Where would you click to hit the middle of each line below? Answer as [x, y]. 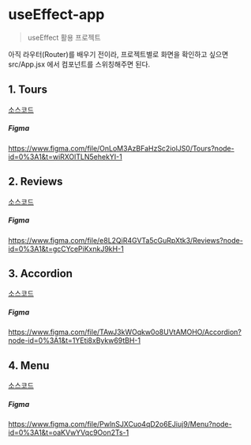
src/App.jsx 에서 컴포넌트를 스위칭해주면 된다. [79, 64]
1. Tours [28, 90]
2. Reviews [36, 182]
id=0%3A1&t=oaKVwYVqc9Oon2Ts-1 [69, 432]
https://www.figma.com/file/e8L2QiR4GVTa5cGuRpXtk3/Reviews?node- [126, 240]
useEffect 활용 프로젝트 [64, 37]
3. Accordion [41, 274]
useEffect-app [56, 15]
